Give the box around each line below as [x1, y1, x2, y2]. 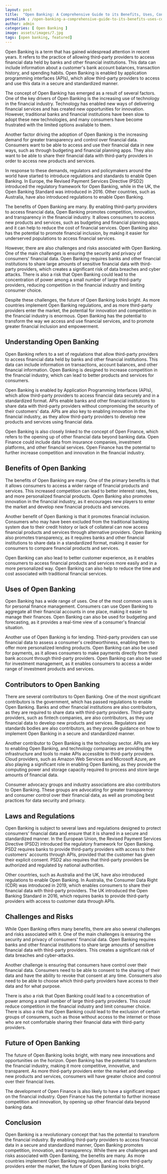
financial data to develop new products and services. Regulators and [5, 720, 146, 726]
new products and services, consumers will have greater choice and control [5, 1073, 161, 1079]
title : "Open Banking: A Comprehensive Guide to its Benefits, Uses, [5, 12, 155, 17]
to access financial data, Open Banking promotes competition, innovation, [5, 209, 157, 214]
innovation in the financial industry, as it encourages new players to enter [5, 498, 155, 504]
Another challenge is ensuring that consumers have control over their [5, 961, 147, 968]
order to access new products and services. [5, 158, 95, 164]
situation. [5, 625, 24, 631]
